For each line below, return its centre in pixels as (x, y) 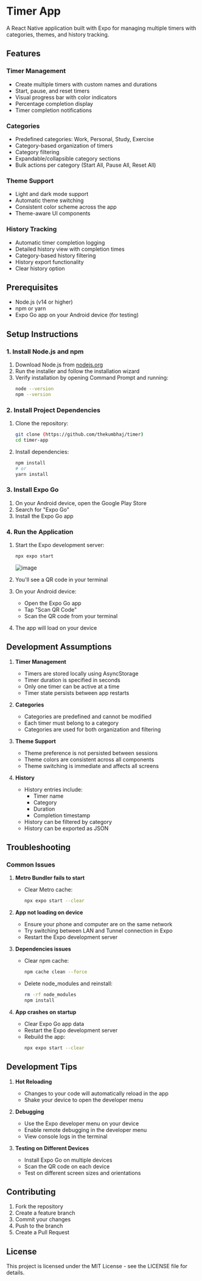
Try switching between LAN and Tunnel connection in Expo (98, 931)
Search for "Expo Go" (42, 509)
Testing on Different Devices (52, 1148)
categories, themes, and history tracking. (58, 34)
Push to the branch (39, 1226)
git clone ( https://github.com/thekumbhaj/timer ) (79, 435)
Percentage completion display (54, 103)
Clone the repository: (42, 424)
